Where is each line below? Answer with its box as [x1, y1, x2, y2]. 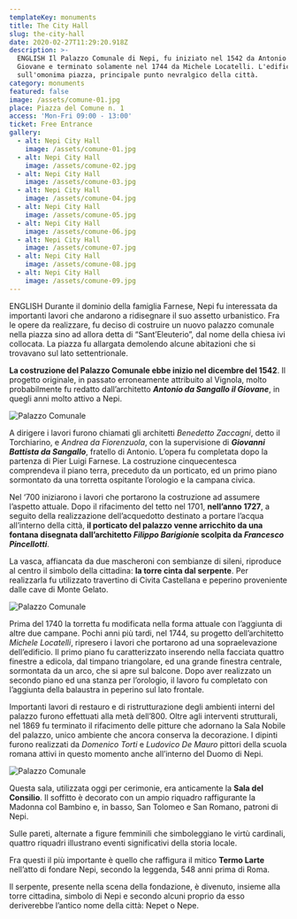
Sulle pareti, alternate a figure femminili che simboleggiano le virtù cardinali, [9, 828, 286, 838]
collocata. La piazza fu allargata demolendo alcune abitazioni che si [9, 338, 256, 349]
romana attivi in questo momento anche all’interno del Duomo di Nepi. [9, 748, 263, 759]
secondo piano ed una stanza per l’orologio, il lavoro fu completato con [9, 675, 268, 685]
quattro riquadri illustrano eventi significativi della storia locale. [9, 838, 238, 848]
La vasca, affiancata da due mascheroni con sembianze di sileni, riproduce [9, 555, 282, 567]
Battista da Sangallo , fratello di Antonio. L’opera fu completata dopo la [9, 446, 268, 457]
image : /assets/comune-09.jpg [25, 276, 137, 285]
